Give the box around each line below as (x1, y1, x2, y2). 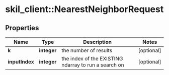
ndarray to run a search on (61, 61, 124, 68)
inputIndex (8, 58, 34, 65)
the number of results (61, 47, 113, 54)
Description (82, 39, 112, 45)
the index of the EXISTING (61, 55, 123, 62)
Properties (5, 24, 39, 32)
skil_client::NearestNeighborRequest (5, 4, 164, 15)
